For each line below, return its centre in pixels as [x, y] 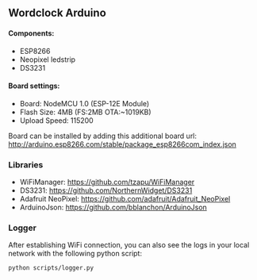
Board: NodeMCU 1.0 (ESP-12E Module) [84, 103]
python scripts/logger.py [51, 268]
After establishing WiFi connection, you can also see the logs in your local [129, 245]
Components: [31, 33]
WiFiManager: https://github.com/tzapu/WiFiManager [107, 182]
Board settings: [34, 86]
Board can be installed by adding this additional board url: [102, 136]
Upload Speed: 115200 [56, 120]
